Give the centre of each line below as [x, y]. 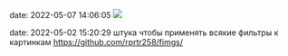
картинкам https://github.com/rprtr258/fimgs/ [96, 42]
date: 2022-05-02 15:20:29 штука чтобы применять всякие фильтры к [144, 33]
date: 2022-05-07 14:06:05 [60, 15]
